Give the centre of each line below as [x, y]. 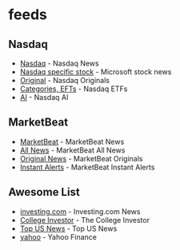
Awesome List [44, 192]
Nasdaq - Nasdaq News [59, 63]
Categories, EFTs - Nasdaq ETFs [74, 89]
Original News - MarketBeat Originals [81, 158]
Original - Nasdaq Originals [65, 80]
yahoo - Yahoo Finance [58, 236]
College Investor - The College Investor [85, 220]
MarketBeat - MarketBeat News [72, 141]
